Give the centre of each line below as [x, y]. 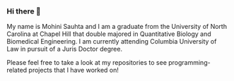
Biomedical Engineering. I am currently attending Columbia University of [112, 42]
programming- [189, 63]
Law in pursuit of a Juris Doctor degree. [65, 49]
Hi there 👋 [24, 11]
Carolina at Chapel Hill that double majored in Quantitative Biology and [109, 34]
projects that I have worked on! [74, 70]
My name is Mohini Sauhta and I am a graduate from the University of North [117, 27]
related [17, 70]
